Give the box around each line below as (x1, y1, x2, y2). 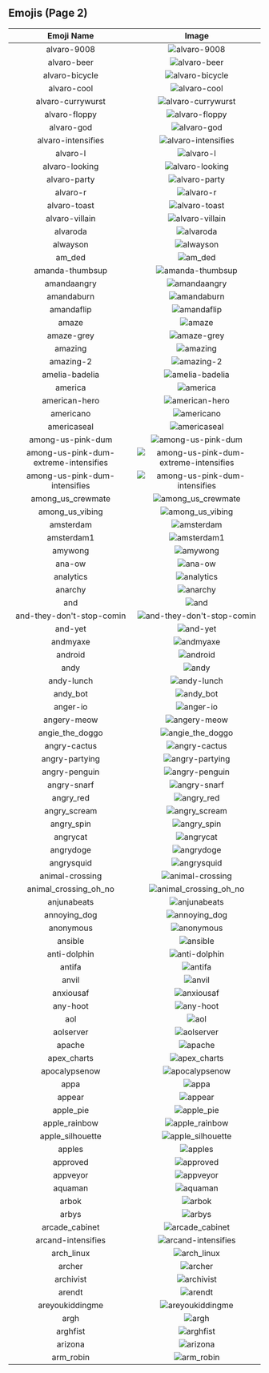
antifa (59, 961, 82, 972)
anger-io (53, 701, 88, 712)
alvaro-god (49, 122, 93, 133)
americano (50, 407, 91, 419)
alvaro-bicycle (42, 70, 98, 81)
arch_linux (51, 1247, 90, 1259)
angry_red (51, 792, 90, 803)
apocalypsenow (40, 1065, 101, 1076)
